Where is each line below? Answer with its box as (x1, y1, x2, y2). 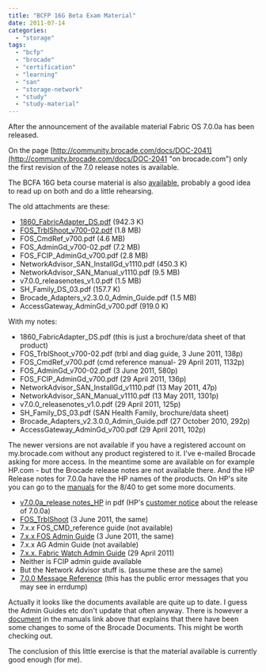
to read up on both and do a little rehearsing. (8, 186, 154, 196)
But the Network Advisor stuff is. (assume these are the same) (19, 565, 223, 575)
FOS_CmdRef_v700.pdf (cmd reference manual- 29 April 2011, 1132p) (19, 358, 245, 367)
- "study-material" (15, 100, 80, 108)
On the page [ (8, 146, 54, 156)
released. (8, 130, 39, 140)
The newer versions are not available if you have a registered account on (8, 440, 246, 450)
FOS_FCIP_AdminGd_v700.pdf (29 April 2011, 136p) (19, 374, 187, 384)
